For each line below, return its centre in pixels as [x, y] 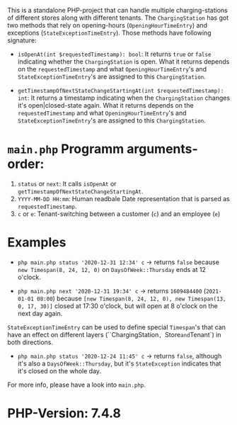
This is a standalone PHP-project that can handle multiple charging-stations [117, 10]
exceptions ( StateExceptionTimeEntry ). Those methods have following [109, 33]
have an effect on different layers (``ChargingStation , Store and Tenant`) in [114, 334]
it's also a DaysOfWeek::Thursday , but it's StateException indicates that [119, 363]
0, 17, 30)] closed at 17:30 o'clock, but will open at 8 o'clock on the [117, 306]
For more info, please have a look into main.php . [77, 385]
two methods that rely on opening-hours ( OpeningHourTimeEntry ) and [107, 25]
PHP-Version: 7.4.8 [64, 413]
